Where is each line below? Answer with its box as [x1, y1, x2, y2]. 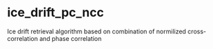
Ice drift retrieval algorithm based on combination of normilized [7, 27, 186, 35]
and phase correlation [39, 34, 102, 42]
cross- [187, 27, 207, 35]
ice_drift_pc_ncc [7, 5, 105, 20]
